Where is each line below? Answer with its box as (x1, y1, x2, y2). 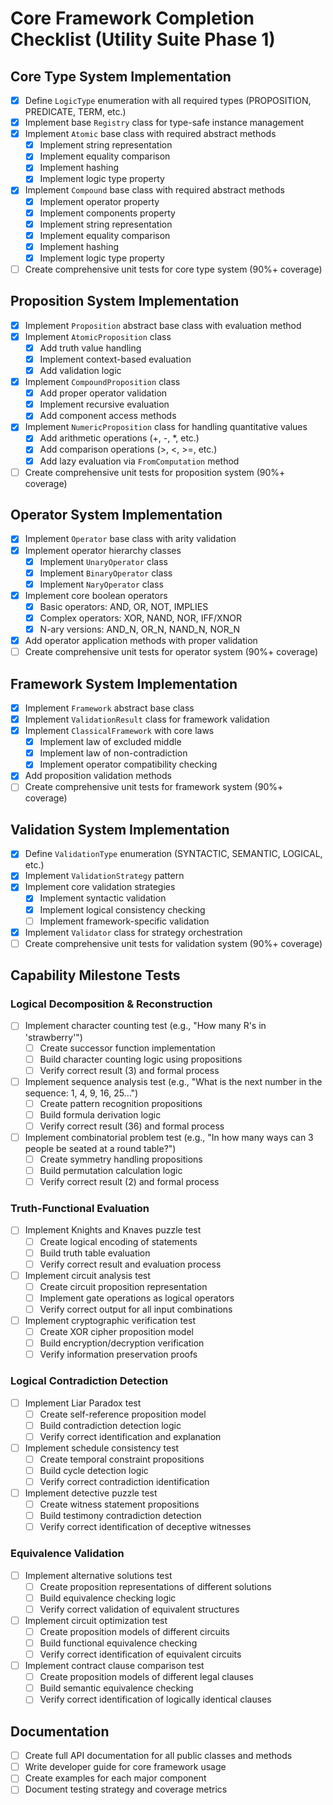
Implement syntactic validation (39, 892, 167, 904)
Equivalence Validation (10, 1547, 125, 1561)
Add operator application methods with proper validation (24, 635, 258, 646)
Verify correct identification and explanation (39, 1430, 222, 1442)
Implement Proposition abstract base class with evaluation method (24, 319, 302, 331)
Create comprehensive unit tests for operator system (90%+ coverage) (24, 646, 318, 658)
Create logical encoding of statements (39, 1235, 198, 1247)
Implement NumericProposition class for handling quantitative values (24, 421, 308, 433)
